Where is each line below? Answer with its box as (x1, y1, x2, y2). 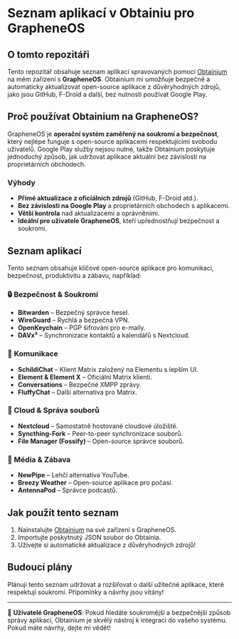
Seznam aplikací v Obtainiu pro (7, 5, 195, 21)
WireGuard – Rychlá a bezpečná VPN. (17, 316, 130, 325)
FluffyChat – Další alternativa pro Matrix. (17, 388, 137, 396)
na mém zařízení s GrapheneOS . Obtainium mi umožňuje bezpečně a (7, 75, 211, 83)
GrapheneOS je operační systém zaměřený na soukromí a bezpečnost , (7, 130, 219, 138)
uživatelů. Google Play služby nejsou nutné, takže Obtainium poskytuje (7, 145, 216, 153)
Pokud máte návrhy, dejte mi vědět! (7, 623, 112, 632)
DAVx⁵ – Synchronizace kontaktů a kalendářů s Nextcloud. (17, 331, 190, 340)
